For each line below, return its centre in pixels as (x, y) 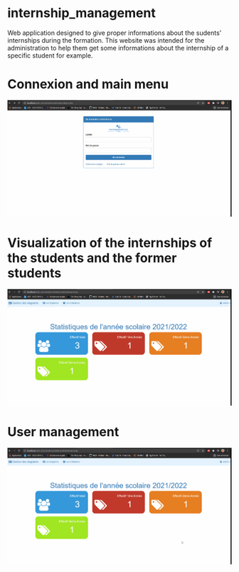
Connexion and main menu (88, 84)
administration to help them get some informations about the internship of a (118, 48)
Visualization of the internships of (110, 243)
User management (63, 432)
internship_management (82, 13)
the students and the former (92, 258)
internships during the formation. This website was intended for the (106, 40)
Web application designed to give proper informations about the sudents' (115, 33)
